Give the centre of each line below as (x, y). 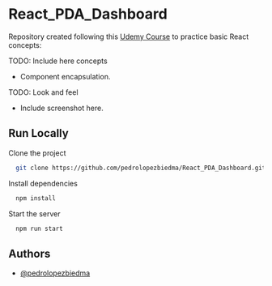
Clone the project (37, 153)
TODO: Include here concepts (58, 61)
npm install (36, 198)
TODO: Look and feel (43, 92)
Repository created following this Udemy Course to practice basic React (129, 36)
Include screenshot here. (62, 108)
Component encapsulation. (65, 76)
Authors (30, 253)
